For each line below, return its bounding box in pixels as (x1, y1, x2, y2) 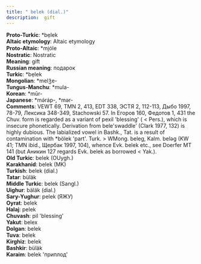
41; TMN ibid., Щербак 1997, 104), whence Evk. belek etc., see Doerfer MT (6, 141, 192, 148)
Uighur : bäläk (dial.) (6, 186, 56, 194)
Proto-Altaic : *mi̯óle (6, 44, 57, 51)
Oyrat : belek (6, 199, 37, 206)
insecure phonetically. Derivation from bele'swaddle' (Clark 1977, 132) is (6, 122, 185, 129)
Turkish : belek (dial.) (6, 167, 59, 174)
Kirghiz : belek (6, 237, 42, 245)
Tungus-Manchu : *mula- (6, 83, 69, 91)
